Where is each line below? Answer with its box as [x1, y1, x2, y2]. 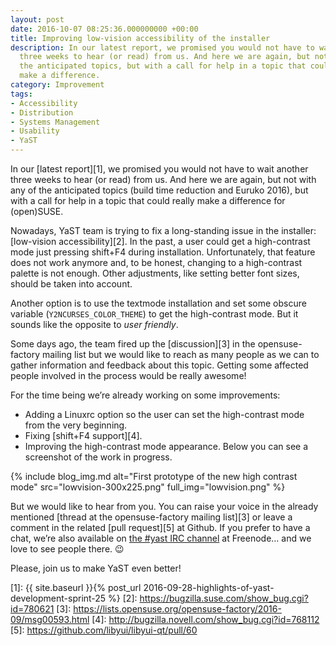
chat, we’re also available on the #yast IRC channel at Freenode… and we [10, 532, 312, 544]
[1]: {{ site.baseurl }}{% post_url [10, 582, 142, 593]
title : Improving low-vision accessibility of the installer [10, 33, 271, 43]
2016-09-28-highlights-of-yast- [143, 582, 275, 593]
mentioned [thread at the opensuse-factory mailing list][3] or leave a [10, 511, 293, 523]
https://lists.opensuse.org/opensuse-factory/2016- [73, 603, 282, 615]
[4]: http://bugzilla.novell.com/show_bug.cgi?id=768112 [91, 614, 320, 625]
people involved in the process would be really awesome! [10, 370, 247, 381]
